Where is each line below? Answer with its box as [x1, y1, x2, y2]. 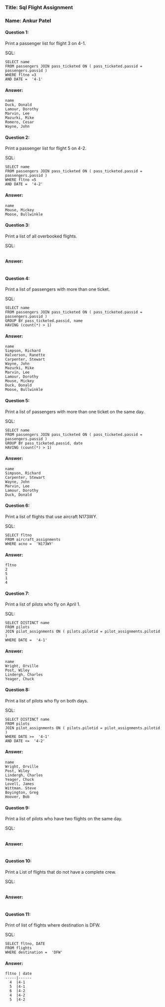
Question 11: [5, 911, 31, 917]
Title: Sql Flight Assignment [5, 4, 73, 11]
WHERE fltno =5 [5, 177, 37, 183]
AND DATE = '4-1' [5, 77, 43, 82]
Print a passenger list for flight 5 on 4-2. [5, 145, 86, 152]
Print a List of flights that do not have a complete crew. [5, 869, 117, 875]
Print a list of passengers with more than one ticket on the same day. [5, 409, 145, 415]
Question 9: [5, 805, 30, 811]
